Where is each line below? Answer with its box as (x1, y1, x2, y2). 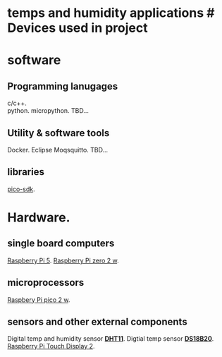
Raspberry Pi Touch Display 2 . (7, 342, 95, 351)
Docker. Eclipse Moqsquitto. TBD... (7, 146, 109, 154)
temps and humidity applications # (7, 5, 215, 21)
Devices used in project (7, 20, 148, 36)
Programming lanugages (7, 80, 118, 92)
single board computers (7, 238, 115, 250)
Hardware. (7, 210, 70, 225)
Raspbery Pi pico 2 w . (7, 295, 70, 304)
